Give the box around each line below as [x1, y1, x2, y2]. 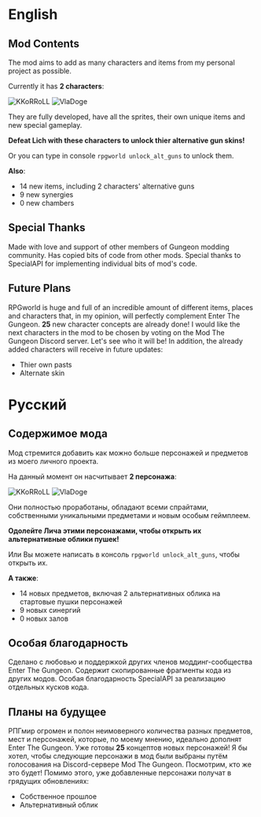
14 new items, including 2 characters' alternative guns [19, 181, 195, 191]
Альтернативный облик [19, 800, 98, 810]
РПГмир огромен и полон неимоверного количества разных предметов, [8, 726, 253, 736]
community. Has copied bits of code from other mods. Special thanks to [8, 250, 241, 259]
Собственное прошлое [19, 792, 97, 801]
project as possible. [8, 66, 72, 76]
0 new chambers [19, 199, 75, 207]
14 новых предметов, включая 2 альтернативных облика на [19, 588, 221, 598]
